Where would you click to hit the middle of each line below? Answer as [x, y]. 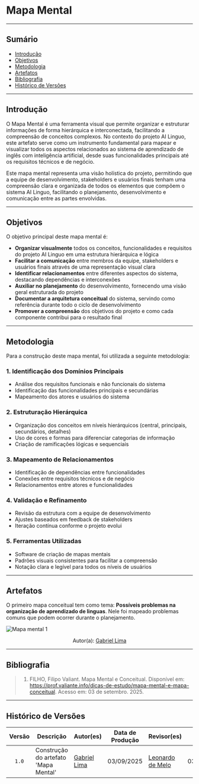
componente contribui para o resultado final [68, 317]
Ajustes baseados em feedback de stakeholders [73, 520]
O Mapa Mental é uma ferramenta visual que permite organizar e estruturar [98, 124]
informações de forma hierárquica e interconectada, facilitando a [85, 130]
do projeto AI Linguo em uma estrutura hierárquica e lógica [86, 254]
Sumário [22, 39]
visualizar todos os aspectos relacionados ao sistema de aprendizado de [95, 149]
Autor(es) [88, 737]
